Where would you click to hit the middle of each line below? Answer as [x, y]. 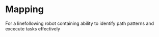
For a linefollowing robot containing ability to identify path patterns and [80, 23]
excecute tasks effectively [33, 28]
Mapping [25, 9]
